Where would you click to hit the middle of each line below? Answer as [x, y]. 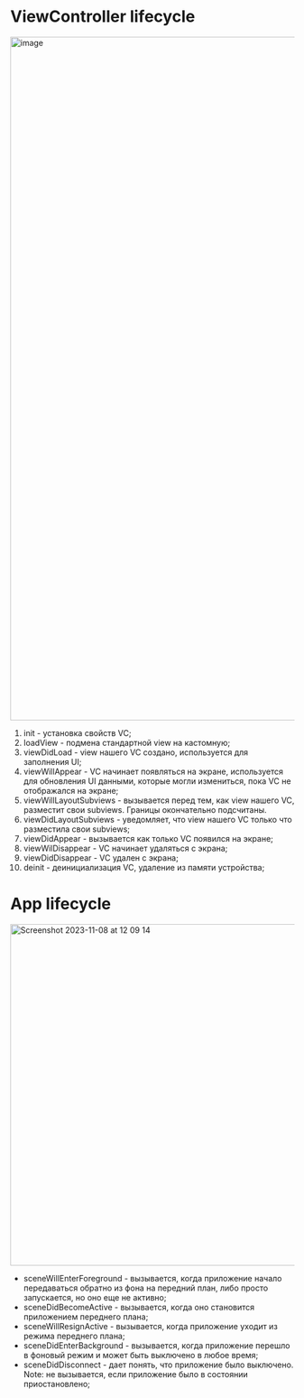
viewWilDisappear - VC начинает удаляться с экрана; [125, 848]
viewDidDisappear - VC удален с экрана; [101, 857]
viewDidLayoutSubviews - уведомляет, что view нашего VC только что [157, 819]
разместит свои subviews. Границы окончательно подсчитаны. [145, 809]
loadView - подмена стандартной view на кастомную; [127, 742]
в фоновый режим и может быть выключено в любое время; [141, 1355]
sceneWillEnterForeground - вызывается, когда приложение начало [152, 1278]
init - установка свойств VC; [77, 732]
